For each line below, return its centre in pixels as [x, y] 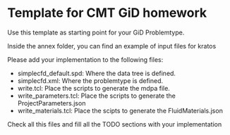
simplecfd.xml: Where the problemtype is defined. [90, 81]
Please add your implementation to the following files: [85, 59]
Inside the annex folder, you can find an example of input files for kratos [112, 46]
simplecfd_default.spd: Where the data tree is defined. [97, 73]
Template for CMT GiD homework [107, 13]
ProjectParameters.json [52, 103]
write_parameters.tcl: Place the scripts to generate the [97, 96]
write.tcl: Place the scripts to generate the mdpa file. [94, 88]
